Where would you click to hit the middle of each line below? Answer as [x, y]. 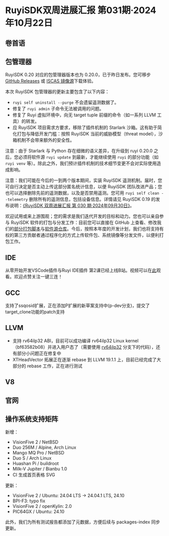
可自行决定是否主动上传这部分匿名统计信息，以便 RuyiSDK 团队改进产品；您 [84, 187]
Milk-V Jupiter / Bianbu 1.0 [40, 469]
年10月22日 [29, 23]
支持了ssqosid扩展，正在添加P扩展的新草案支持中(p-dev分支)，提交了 [77, 305]
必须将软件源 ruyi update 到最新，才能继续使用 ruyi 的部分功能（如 [89, 157]
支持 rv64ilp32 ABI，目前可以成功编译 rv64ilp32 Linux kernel [75, 341]
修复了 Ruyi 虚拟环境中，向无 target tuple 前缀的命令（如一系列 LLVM [84, 115]
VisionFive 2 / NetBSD [35, 442]
